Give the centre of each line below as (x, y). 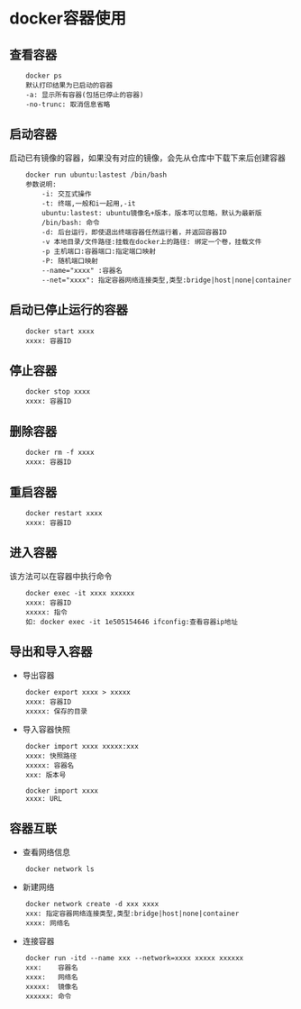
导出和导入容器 (51, 652)
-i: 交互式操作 (67, 194)
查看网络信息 (46, 851)
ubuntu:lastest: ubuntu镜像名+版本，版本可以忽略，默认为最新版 (152, 213)
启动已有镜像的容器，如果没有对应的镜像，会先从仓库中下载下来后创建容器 (147, 158)
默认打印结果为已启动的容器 (69, 86)
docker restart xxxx (64, 514)
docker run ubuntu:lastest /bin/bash (96, 175)
